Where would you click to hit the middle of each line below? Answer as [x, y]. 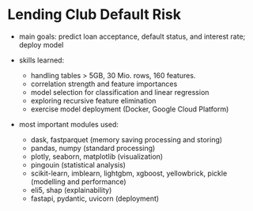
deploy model [41, 44]
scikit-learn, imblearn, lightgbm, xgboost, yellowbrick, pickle [129, 173]
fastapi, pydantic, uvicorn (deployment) [95, 198]
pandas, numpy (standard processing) [93, 148]
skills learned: [42, 60]
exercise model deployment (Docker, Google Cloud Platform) [130, 109]
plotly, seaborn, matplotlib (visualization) [97, 156]
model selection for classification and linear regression [120, 92]
